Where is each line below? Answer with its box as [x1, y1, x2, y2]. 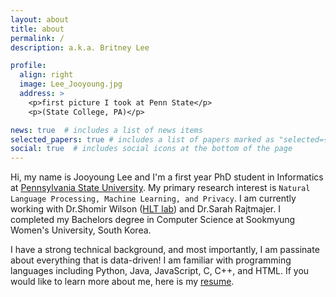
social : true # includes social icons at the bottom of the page [10, 144, 293, 154]
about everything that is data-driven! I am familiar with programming [10, 254, 292, 266]
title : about [10, 24, 65, 34]
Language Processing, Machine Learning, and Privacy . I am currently [10, 192, 297, 205]
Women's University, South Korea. [10, 224, 152, 236]
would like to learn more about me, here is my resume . [10, 276, 235, 288]
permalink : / [10, 33, 65, 43]
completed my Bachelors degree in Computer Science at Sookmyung [10, 214, 296, 226]
